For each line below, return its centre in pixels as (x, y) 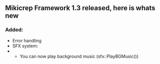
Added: (14, 30)
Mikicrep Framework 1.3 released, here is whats (80, 8)
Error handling (27, 40)
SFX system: (25, 46)
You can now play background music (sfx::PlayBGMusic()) (79, 56)
